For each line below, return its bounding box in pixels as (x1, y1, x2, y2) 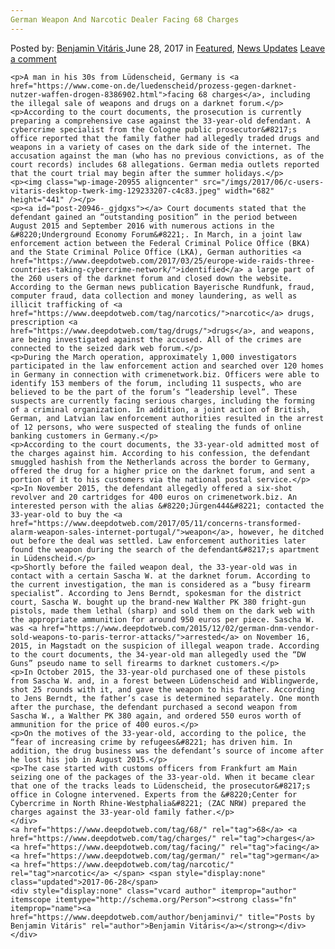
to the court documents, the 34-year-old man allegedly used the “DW (10, 649, 307, 660)
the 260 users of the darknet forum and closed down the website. (10, 273, 293, 283)
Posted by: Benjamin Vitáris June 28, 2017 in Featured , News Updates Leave (10, 42, 326, 54)
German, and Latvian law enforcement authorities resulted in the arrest (10, 413, 325, 423)
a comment (10, 52, 57, 65)
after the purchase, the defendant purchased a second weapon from (10, 702, 298, 712)
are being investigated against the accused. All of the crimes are (10, 334, 302, 345)
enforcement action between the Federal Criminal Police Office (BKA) (10, 238, 311, 248)
